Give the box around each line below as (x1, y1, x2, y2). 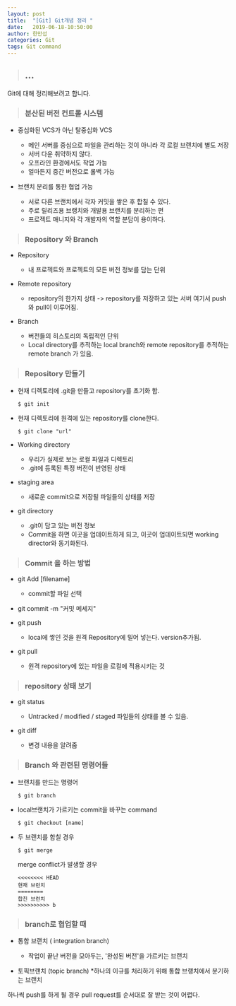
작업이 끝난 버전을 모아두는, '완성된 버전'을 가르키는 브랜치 (27, 952, 188, 960)
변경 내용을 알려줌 (27, 741, 77, 749)
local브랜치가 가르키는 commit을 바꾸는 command (17, 805, 157, 814)
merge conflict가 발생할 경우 (17, 860, 98, 868)
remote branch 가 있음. (27, 349, 94, 358)
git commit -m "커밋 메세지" (17, 604, 97, 612)
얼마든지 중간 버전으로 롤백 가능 (27, 168, 115, 176)
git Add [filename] (17, 575, 70, 583)
